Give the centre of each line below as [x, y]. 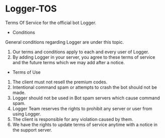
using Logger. [27, 114]
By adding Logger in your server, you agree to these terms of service [84, 57]
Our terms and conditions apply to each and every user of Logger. [81, 52]
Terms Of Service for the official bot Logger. [51, 23]
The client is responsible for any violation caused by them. [73, 119]
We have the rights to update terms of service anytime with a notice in [85, 124]
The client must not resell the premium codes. [60, 82]
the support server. [32, 130]
